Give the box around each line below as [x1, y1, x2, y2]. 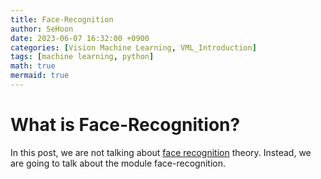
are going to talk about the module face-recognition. [10, 157, 226, 169]
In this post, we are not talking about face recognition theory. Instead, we [10, 146, 312, 158]
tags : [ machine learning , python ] [10, 52, 155, 62]
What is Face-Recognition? [10, 114, 241, 136]
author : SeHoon [10, 24, 74, 34]
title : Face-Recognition [10, 14, 114, 25]
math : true [10, 61, 56, 71]
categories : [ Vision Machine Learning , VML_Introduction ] [10, 42, 257, 53]
